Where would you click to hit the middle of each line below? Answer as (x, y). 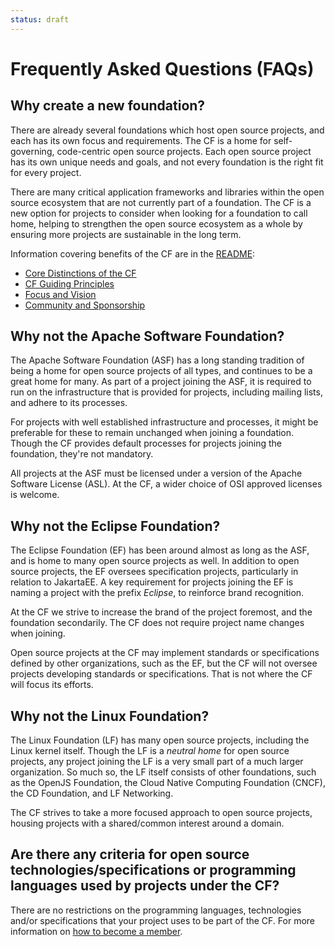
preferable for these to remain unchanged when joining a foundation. (152, 433)
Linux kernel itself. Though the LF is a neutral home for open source (150, 751)
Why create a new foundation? (108, 106)
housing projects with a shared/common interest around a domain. (147, 823)
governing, (32, 151)
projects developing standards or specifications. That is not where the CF (161, 674)
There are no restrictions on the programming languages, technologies (156, 910)
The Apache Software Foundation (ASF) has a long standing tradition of (157, 360)
